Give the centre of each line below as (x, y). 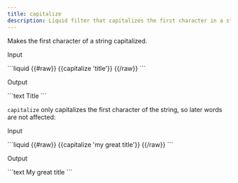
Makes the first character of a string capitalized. (77, 40)
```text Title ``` (27, 96)
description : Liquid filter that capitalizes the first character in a (115, 21)
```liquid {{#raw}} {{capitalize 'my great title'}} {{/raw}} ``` (90, 144)
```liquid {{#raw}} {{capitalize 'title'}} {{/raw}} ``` (77, 68)
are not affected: (32, 117)
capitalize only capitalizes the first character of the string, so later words (115, 109)
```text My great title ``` (40, 172)
